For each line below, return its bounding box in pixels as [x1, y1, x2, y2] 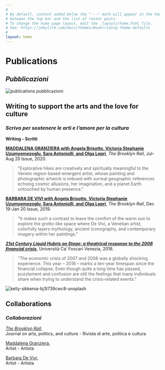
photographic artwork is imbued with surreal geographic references [17, 175, 155, 181]
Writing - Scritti [5, 136, 38, 142]
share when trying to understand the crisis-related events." [17, 276, 137, 282]
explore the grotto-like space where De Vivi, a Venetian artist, [17, 221, 142, 226]
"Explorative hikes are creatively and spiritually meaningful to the [17, 165, 149, 171]
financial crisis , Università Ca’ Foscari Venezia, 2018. [5, 246, 114, 251]
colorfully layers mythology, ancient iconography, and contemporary [17, 226, 156, 232]
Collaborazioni [5, 314, 42, 321]
